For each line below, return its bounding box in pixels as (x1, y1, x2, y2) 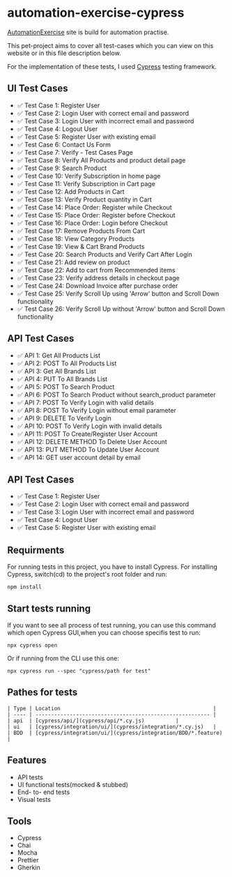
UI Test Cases (7, 82, 68, 95)
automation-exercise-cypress (7, 5, 185, 21)
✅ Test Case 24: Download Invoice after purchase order (17, 281, 178, 290)
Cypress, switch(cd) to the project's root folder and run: (7, 570, 167, 579)
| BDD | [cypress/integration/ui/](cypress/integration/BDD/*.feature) (7, 729, 223, 736)
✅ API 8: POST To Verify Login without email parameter (17, 406, 176, 414)
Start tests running (7, 602, 91, 614)
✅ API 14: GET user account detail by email (17, 453, 141, 462)
